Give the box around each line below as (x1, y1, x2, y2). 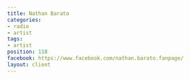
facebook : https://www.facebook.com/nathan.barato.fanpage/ (7, 55, 184, 62)
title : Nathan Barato (7, 10, 70, 17)
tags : (7, 36, 23, 43)
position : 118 (7, 49, 48, 56)
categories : (7, 16, 41, 23)
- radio (7, 23, 30, 30)
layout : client (7, 61, 51, 68)
